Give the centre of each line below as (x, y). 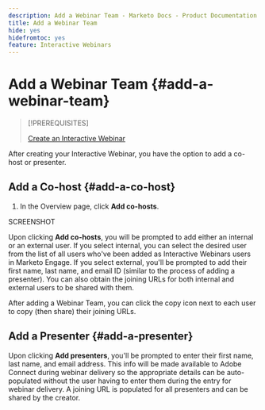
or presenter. (45, 163)
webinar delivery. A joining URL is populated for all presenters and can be (128, 389)
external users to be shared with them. (71, 287)
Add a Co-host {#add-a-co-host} (92, 187)
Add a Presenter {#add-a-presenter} (101, 337)
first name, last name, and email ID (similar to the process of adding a (122, 270)
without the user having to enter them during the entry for (137, 381)
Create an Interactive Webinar (76, 139)
